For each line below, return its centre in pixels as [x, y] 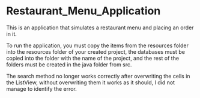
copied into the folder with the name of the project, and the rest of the [92, 58]
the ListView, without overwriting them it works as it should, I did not [91, 82]
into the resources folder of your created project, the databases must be [95, 51]
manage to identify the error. [41, 88]
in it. [11, 33]
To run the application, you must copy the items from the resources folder [98, 45]
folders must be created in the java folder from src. [69, 65]
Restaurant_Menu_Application [83, 11]
